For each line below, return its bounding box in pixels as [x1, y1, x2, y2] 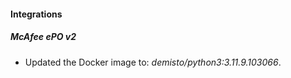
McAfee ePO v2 [10, 31, 77, 43]
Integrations [10, 8, 63, 20]
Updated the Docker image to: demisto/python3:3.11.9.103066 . [24, 56, 282, 68]
